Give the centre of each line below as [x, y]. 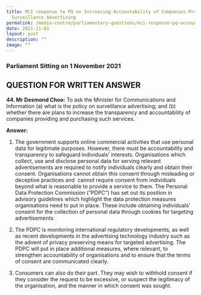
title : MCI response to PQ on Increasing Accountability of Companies [96, 12]
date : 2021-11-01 [28, 28]
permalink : [20, 23]
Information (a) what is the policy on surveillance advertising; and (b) [91, 106]
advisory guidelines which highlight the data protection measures [95, 199]
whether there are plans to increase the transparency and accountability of [98, 112]
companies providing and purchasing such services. [71, 119]
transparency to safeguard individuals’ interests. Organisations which [100, 154]
